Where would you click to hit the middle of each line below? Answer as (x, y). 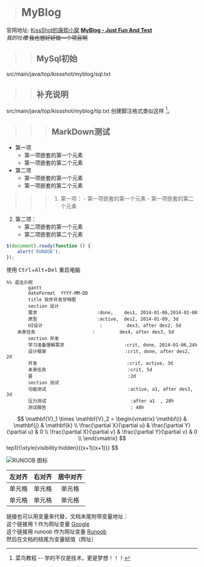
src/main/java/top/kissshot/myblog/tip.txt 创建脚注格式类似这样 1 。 (90, 110)
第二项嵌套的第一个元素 (53, 227)
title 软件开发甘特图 (52, 299)
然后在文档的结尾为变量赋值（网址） (52, 539)
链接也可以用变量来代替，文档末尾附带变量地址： (67, 516)
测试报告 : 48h (86, 407)
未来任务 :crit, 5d (90, 369)
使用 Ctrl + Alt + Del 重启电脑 (43, 269)
